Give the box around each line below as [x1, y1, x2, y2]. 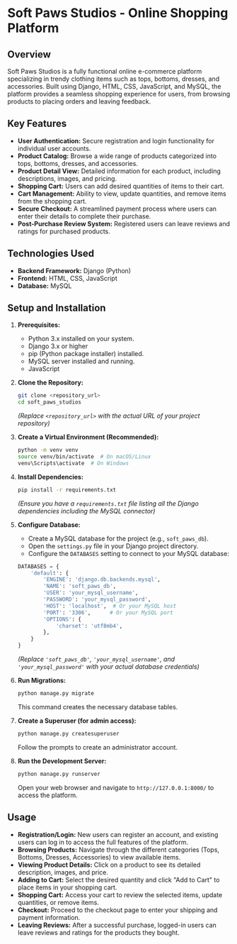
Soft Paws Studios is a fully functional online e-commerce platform [7, 67, 202, 75]
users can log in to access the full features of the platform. [17, 838, 189, 846]
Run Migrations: [17, 676, 66, 685]
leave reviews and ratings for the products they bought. [17, 928, 180, 937]
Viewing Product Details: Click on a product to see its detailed [17, 860, 201, 869]
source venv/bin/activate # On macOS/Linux [17, 453, 151, 460]
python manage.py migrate [17, 690, 94, 697]
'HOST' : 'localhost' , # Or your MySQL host [43, 602, 177, 609]
